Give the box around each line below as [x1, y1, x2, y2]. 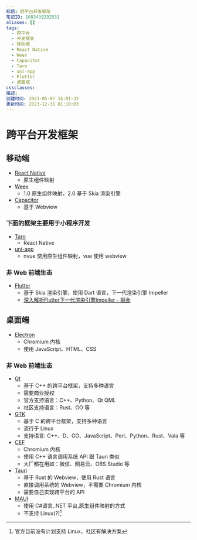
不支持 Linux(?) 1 [23, 509, 62, 517]
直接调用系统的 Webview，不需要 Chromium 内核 [23, 481, 142, 488]
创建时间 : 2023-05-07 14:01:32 [6, 95, 79, 101]
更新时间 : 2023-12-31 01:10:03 [6, 101, 79, 107]
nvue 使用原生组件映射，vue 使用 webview [23, 252, 127, 259]
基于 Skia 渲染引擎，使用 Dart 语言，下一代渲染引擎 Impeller [23, 289, 169, 296]
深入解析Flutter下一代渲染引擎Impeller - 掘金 [23, 296, 131, 303]
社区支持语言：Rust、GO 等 [23, 404, 90, 411]
